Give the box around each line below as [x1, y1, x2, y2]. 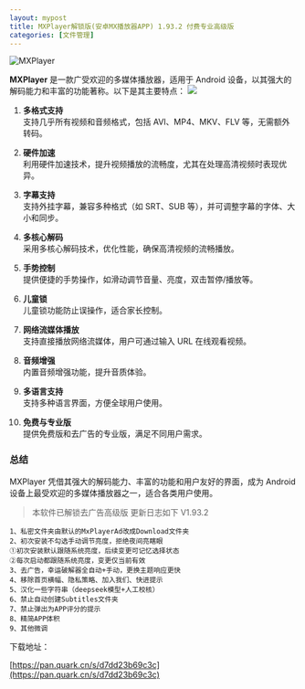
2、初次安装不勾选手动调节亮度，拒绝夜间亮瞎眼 [9, 536, 163, 546]
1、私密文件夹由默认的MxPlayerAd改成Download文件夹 [9, 526, 190, 535]
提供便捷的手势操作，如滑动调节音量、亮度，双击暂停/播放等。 [22, 274, 258, 285]
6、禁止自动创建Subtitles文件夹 [9, 595, 119, 604]
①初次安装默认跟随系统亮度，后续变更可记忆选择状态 [9, 546, 180, 556]
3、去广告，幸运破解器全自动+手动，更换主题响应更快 [9, 566, 181, 575]
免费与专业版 [22, 417, 71, 428]
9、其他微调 [9, 623, 48, 633]
